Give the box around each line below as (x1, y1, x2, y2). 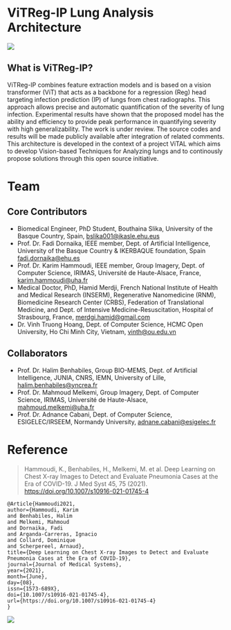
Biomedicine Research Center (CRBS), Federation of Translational (17, 298, 204, 306)
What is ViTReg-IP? (7, 62, 93, 74)
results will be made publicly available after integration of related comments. (7, 132, 225, 140)
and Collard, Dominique (7, 536, 76, 543)
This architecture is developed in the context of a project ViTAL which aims (7, 139, 221, 148)
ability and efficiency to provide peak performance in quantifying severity (7, 117, 216, 125)
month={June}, (7, 573, 48, 580)
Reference (7, 441, 68, 457)
